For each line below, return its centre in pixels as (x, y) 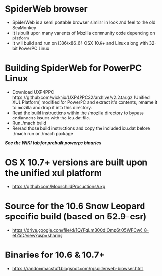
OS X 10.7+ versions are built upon (76, 163)
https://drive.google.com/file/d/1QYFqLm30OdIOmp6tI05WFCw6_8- (81, 230)
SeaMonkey (24, 27)
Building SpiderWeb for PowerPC (73, 68)
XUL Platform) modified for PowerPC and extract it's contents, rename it (85, 102)
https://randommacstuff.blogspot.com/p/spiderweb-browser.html (78, 268)
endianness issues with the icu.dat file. (51, 118)
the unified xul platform (54, 173)
